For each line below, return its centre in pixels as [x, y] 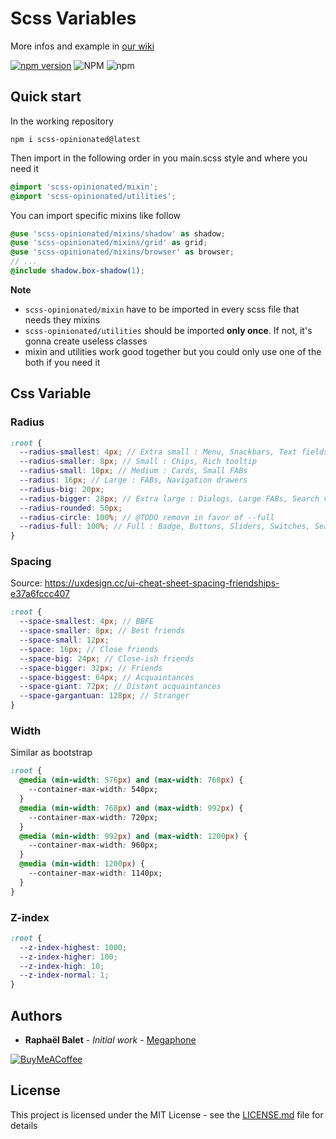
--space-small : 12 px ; [64, 640]
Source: [26, 583]
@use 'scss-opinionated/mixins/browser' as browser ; [122, 252]
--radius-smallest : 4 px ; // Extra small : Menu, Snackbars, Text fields [174, 452]
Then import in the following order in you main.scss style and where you [159, 158]
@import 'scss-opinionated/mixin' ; [84, 187]
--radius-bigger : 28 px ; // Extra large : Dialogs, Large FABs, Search [169, 498]
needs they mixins [62, 319]
